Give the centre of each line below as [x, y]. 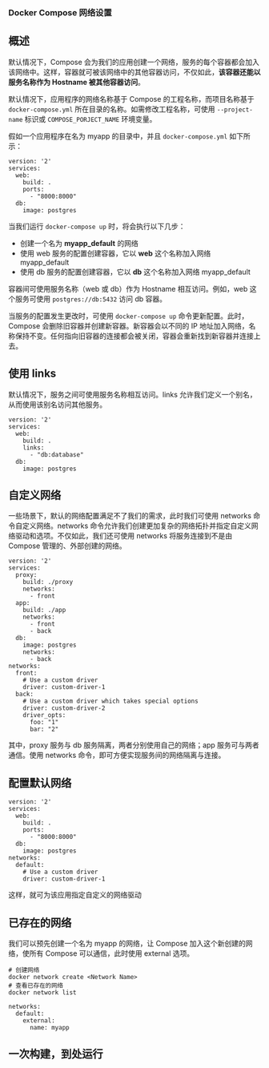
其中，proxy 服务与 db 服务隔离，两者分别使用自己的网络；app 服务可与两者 [134, 745]
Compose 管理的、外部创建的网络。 [67, 546]
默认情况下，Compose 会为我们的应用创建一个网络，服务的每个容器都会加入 [134, 62]
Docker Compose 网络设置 [60, 12]
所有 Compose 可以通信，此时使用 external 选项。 [112, 953]
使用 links [32, 374]
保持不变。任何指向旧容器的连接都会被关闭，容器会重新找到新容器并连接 [134, 336]
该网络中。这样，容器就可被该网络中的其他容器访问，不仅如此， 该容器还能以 [134, 72]
